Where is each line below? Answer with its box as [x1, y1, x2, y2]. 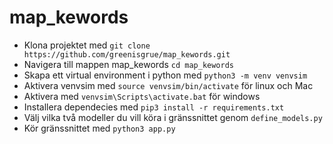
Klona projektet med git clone [23, 39, 151, 51]
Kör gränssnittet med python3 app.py [23, 122, 176, 134]
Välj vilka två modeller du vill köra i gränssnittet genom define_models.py [23, 111, 323, 123]
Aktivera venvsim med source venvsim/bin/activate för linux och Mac [23, 79, 314, 91]
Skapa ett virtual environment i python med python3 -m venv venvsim [23, 69, 308, 81]
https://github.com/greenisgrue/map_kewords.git [23, 49, 231, 60]
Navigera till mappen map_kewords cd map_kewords [23, 58, 235, 70]
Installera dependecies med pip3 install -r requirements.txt [23, 101, 285, 113]
